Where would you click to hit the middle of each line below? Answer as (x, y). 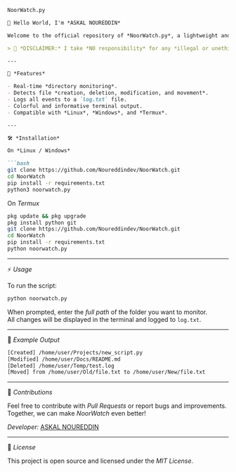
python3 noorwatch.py (39, 190)
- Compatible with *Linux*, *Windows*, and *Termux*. (88, 113)
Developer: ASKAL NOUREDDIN (53, 427)
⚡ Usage (20, 269)
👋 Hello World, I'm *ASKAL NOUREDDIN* (64, 23)
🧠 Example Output (33, 340)
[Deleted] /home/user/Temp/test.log (61, 366)
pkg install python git (42, 223)
